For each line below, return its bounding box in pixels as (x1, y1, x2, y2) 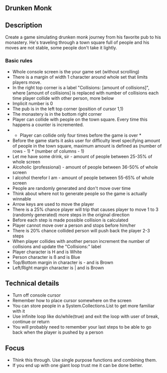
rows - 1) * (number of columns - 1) (12, 148, 84, 154)
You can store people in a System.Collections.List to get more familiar (12, 303, 155, 309)
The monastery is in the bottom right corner (12, 111, 102, 117)
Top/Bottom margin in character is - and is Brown (12, 259, 113, 265)
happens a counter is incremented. (12, 122, 84, 128)
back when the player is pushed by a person (12, 329, 103, 336)
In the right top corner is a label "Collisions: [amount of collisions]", (12, 84, 150, 90)
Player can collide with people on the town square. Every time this (12, 116, 148, 122)
